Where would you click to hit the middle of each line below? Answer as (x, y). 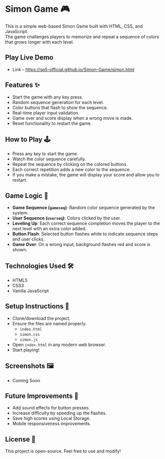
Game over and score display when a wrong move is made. (73, 118)
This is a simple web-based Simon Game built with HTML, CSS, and (74, 26)
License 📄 (21, 439)
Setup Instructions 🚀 (37, 306)
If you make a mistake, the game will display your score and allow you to (86, 175)
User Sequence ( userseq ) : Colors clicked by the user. (67, 218)
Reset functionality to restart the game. (52, 123)
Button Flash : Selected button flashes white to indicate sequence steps (85, 234)
